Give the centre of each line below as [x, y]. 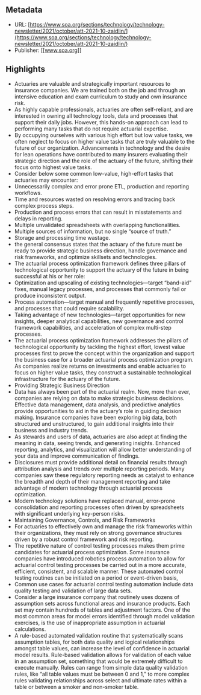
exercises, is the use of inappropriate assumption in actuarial [90, 623]
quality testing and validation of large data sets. [73, 591]
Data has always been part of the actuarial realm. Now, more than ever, [102, 391]
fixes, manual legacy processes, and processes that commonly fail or [100, 289]
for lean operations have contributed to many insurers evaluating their [101, 154]
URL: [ [22, 24]
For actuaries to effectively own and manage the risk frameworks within [103, 526]
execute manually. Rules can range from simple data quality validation [101, 667]
